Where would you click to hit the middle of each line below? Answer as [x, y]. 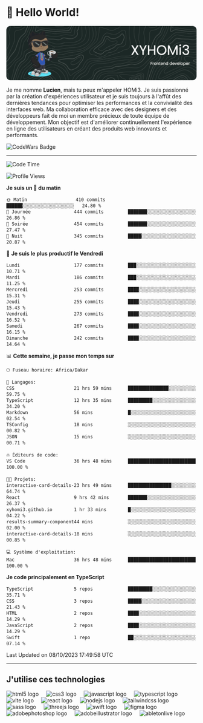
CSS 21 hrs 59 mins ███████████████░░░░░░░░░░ [101, 388]
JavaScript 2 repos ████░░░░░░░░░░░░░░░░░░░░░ [101, 625]
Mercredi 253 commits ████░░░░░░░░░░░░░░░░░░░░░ [101, 290]
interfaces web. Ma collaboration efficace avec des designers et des [92, 109]
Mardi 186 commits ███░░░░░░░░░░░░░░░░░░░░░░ [101, 277]
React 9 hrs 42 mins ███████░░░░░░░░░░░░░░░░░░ [101, 497]
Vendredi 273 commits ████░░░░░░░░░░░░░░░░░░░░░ [101, 314]
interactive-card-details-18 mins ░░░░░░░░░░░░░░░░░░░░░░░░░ [101, 534]
